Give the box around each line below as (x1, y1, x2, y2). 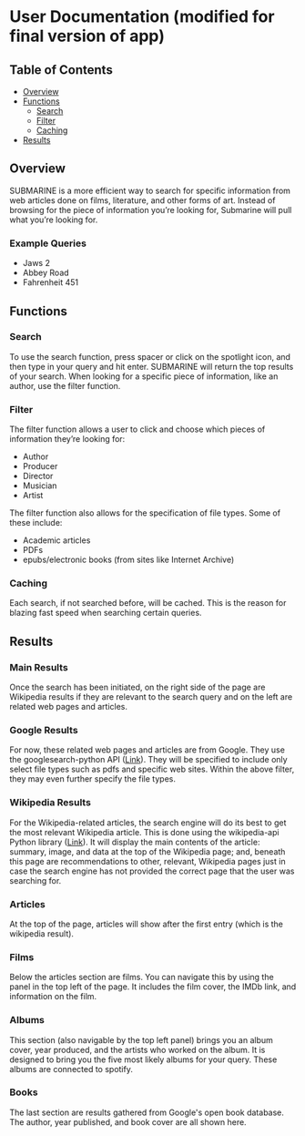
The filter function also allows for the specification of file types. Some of (9, 507, 280, 518)
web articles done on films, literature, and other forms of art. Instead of (9, 194, 276, 206)
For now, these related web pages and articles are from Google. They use (9, 744, 285, 755)
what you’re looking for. (9, 214, 98, 225)
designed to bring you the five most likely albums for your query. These (9, 1054, 278, 1065)
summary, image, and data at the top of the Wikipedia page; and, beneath (9, 845, 286, 857)
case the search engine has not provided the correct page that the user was (9, 865, 295, 876)
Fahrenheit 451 (22, 277, 79, 288)
